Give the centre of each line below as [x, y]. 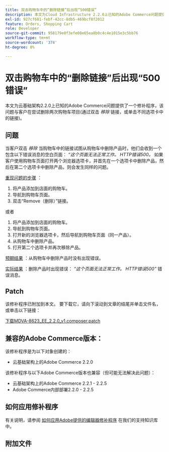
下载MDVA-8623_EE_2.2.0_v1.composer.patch [53, 321]
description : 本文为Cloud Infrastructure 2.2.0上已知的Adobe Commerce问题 [82, 15]
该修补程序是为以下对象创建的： [38, 351]
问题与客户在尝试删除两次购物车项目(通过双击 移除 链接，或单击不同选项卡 [82, 111]
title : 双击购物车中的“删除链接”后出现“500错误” [51, 10]
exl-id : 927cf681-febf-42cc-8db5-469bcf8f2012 [55, 19]
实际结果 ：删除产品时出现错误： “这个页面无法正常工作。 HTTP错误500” [81, 269]
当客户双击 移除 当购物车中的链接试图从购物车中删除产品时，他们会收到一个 [83, 148]
